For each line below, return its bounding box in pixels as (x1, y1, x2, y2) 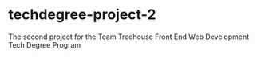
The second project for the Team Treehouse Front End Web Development (8, 32, 250, 41)
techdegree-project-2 (8, 6, 156, 24)
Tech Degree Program (8, 40, 81, 49)
